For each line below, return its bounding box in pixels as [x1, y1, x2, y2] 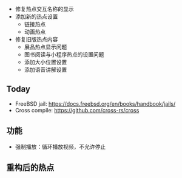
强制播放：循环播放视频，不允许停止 [15, 143, 106, 150]
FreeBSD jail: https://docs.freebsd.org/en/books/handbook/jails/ [15, 100, 176, 108]
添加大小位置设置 [24, 58, 67, 66]
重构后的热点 [6, 163, 55, 173]
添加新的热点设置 [15, 13, 58, 20]
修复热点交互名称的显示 [15, 5, 74, 12]
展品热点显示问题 [24, 43, 67, 50]
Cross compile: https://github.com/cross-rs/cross [15, 106, 140, 114]
